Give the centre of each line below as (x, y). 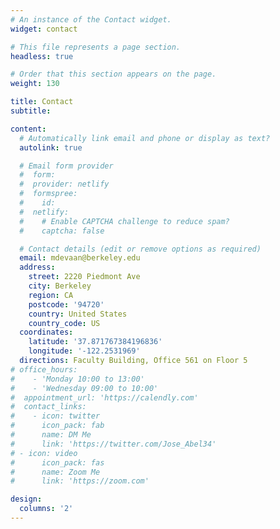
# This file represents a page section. (96, 47)
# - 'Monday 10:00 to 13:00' (77, 379)
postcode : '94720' (66, 304)
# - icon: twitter (55, 416)
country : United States (78, 314)
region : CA (51, 295)
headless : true (42, 56)
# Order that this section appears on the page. (113, 74)
